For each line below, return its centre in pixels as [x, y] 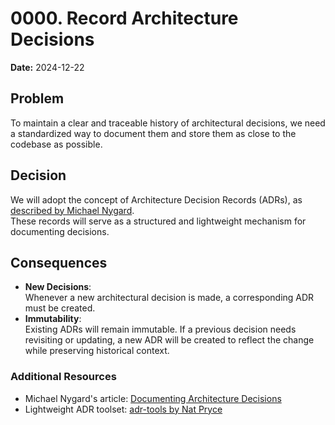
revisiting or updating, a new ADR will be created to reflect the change [169, 340]
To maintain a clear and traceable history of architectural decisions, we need [168, 123]
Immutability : [53, 319]
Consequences [59, 262]
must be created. [60, 308]
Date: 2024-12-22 [47, 67]
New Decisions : [58, 287]
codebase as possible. [56, 144]
